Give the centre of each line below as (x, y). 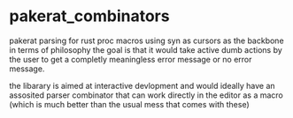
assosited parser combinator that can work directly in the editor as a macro (146, 95)
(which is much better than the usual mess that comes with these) (129, 104)
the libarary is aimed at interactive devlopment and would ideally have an (143, 85)
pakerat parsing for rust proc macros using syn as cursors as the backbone (147, 41)
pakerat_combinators (89, 16)
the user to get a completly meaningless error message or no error (131, 59)
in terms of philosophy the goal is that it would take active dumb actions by (146, 49)
